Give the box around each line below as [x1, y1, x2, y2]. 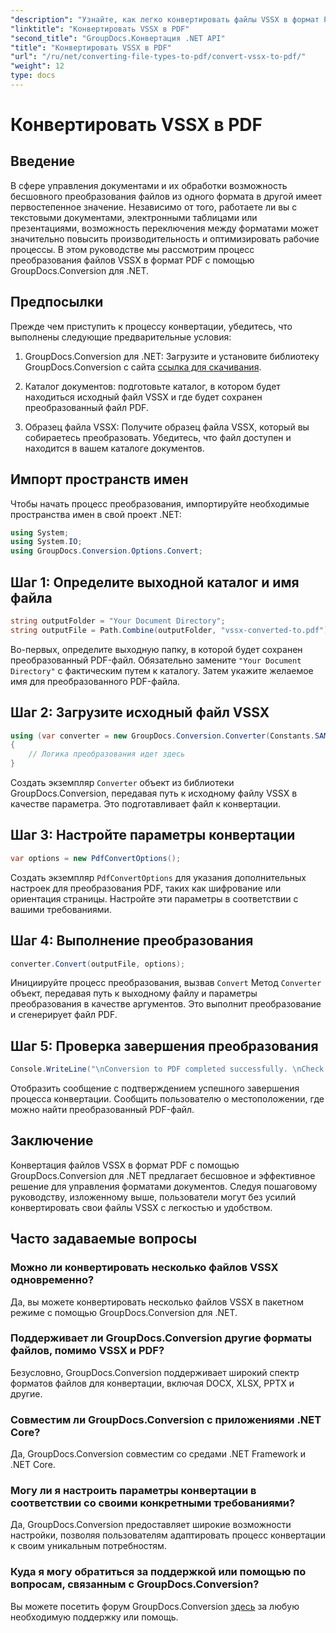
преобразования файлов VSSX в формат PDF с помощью [10, 254, 255, 266]
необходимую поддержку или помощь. [10, 1611, 179, 1623]
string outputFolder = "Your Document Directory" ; [10, 616, 226, 626]
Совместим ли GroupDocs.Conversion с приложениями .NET [10, 1412, 322, 1426]
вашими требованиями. [10, 903, 112, 915]
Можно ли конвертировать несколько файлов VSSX [10, 1261, 279, 1275]
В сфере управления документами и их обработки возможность [10, 179, 288, 191]
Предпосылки [10, 294, 104, 311]
